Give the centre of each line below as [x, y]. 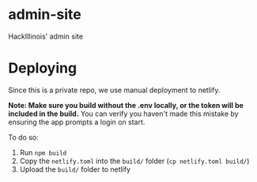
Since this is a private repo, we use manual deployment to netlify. [114, 90]
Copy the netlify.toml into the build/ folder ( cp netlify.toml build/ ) [134, 161]
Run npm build [43, 152]
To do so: [23, 137]
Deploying [43, 68]
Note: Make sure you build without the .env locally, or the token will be [126, 105]
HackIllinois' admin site [46, 36]
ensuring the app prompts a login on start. [77, 122]
